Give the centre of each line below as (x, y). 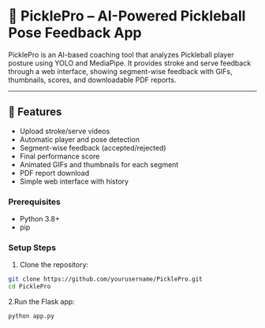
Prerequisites (34, 202)
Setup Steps (32, 248)
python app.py (32, 316)
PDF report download (54, 173)
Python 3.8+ (40, 219)
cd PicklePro (30, 287)
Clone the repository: (54, 265)
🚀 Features (35, 112)
